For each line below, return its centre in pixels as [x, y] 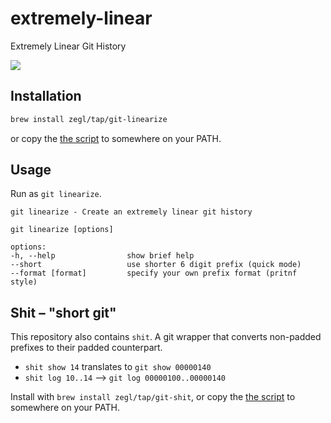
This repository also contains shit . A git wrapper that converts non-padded [166, 337]
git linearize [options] [62, 230]
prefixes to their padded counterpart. [86, 348]
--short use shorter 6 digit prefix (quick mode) [156, 265]
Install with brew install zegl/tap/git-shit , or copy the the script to [153, 397]
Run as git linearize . [56, 194]
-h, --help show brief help [102, 256]
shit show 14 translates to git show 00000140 [118, 367]
